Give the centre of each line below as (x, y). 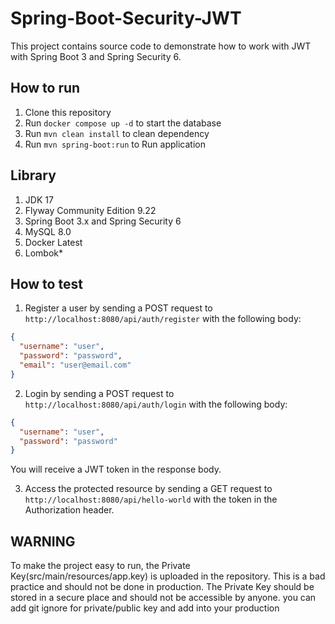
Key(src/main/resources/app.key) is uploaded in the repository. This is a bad (168, 576)
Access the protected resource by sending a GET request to (148, 489)
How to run (45, 88)
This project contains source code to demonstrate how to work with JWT (161, 46)
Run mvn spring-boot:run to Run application (115, 144)
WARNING (43, 541)
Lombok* (44, 253)
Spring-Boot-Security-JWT (126, 18)
